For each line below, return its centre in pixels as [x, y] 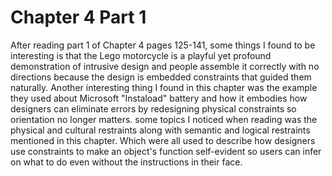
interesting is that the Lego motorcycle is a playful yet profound [141, 55]
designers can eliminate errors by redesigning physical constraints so [153, 108]
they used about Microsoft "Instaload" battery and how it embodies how [159, 98]
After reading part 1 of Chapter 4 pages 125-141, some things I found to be [163, 45]
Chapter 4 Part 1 [78, 17]
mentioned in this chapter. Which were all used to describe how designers [163, 140]
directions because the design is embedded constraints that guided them [161, 77]
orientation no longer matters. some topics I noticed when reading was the [164, 119]
